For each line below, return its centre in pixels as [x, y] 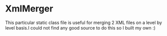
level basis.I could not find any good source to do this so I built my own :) [80, 27]
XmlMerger [29, 9]
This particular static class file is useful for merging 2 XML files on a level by [84, 22]
